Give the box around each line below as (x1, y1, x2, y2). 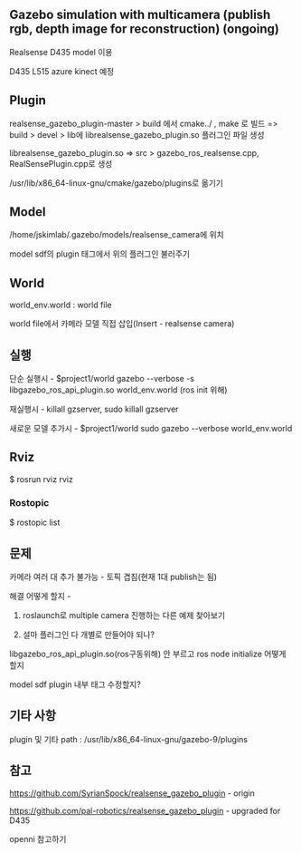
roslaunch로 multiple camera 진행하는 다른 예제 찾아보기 (22, 609, 226, 620)
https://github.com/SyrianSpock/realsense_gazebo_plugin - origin (9, 788, 255, 799)
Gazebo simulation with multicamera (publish (9, 7, 271, 23)
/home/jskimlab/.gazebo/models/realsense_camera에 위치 (9, 229, 224, 240)
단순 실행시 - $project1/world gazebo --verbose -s (9, 373, 194, 384)
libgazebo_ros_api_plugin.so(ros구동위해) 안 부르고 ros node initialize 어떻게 (9, 648, 287, 659)
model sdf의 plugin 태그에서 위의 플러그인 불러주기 (9, 248, 191, 259)
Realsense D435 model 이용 (9, 46, 113, 57)
